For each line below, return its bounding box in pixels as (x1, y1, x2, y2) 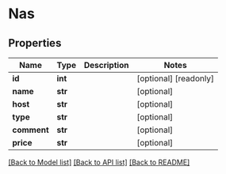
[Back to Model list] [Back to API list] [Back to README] (8, 157, 190, 167)
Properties (8, 36, 62, 50)
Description (83, 60, 129, 70)
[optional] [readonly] (136, 73, 214, 84)
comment (12, 124, 49, 135)
